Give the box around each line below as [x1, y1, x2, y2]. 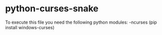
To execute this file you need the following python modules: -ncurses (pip [5, 19, 157, 25]
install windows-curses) [5, 24, 54, 30]
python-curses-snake [5, 3, 99, 14]
